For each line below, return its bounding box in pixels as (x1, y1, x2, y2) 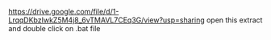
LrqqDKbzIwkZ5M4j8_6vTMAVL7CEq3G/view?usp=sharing (8, 15, 205, 25)
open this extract (206, 15, 263, 25)
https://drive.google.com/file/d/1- (8, 7, 119, 16)
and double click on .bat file (8, 24, 101, 33)
